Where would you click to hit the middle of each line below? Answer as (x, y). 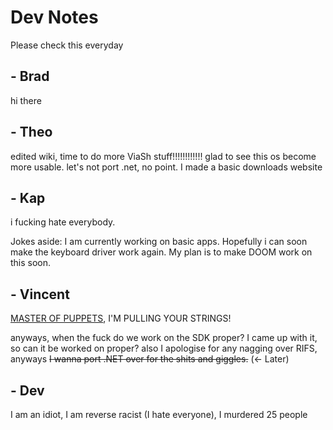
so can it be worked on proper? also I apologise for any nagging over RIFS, (164, 348)
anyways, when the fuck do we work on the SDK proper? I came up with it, (164, 338)
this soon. (31, 263)
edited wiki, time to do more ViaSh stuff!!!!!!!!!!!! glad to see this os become (163, 156)
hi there (26, 100)
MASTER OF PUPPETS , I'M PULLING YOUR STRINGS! (121, 318)
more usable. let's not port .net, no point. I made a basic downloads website (166, 167)
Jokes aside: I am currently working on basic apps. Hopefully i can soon (159, 242)
